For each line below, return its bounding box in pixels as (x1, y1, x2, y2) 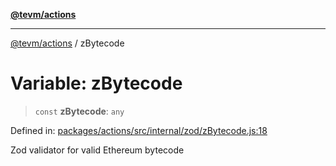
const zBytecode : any (34, 105, 125, 117)
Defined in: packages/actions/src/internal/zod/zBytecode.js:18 (10, 124, 268, 136)
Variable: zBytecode (10, 72, 183, 95)
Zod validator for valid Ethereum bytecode (10, 144, 185, 156)
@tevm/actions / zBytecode (10, 37, 125, 49)
